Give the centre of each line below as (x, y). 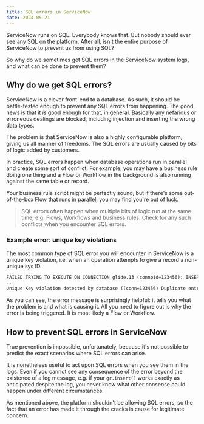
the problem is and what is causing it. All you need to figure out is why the (99, 307)
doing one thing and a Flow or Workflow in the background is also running (99, 175)
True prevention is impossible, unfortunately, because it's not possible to (97, 347)
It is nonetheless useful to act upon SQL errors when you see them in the (97, 365)
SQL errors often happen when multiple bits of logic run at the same (106, 211)
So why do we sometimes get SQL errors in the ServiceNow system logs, (98, 60)
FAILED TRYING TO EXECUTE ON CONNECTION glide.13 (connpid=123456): (95, 277)
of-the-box (20, 200)
